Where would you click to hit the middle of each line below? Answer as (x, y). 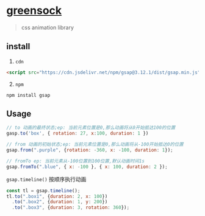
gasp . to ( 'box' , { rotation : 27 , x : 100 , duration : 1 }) (77, 134)
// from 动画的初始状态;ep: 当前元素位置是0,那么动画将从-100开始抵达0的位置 (95, 145)
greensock (34, 11)
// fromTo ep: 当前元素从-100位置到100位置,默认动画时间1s (76, 161)
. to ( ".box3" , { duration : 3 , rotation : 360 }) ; (71, 207)
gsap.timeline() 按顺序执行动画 (46, 179)
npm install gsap (28, 95)
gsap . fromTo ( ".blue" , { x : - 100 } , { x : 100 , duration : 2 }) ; (87, 167)
